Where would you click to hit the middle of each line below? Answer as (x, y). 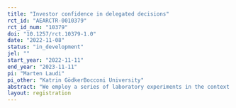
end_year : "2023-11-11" (43, 67)
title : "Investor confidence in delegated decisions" (89, 14)
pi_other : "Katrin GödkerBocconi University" (75, 80)
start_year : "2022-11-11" (45, 60)
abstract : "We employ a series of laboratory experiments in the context (119, 87)
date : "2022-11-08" (36, 40)
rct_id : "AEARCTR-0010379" (47, 21)
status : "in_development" (45, 47)
